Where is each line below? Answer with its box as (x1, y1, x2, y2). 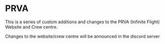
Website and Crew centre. (5, 24, 58, 29)
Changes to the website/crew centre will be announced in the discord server (5, 33, 160, 39)
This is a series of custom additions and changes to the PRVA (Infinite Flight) (5, 19, 160, 25)
